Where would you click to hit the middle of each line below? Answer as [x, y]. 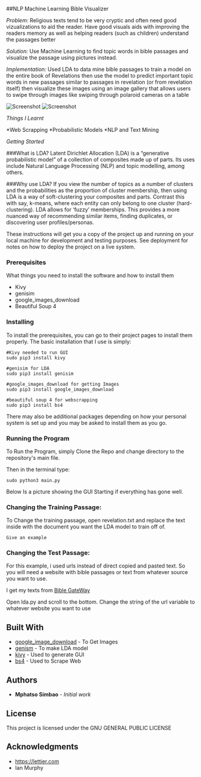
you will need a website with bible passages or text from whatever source [97, 572]
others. [15, 172]
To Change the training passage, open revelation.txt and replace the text [96, 521]
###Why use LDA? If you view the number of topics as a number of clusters [100, 184]
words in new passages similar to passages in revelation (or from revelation [100, 82]
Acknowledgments [43, 747]
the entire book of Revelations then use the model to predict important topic [100, 76]
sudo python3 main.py [33, 480]
